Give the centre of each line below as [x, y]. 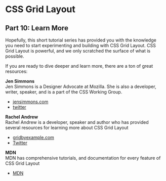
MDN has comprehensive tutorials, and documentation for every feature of [83, 158]
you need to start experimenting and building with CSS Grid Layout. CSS [80, 46]
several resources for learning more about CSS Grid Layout [67, 128]
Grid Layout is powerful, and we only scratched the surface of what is [78, 51]
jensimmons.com [30, 102]
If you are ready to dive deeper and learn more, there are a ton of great [79, 66]
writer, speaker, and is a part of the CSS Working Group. [64, 92]
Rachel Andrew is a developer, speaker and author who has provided [77, 122]
